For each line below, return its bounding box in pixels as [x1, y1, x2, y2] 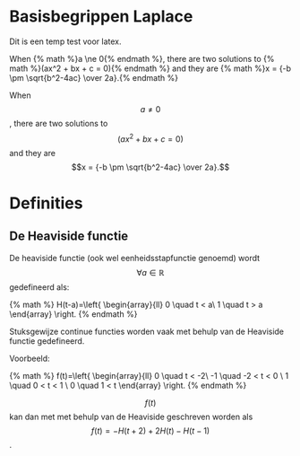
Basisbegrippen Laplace [9, 6, 193, 27]
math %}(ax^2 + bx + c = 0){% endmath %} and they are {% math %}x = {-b [9, 63, 292, 74]
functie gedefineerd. [9, 335, 85, 346]
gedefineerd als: [9, 281, 70, 293]
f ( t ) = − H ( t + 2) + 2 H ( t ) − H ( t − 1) [90, 425, 210, 436]
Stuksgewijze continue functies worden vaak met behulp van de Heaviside [9, 326, 285, 337]
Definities [9, 193, 83, 213]
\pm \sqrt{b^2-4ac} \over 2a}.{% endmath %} [9, 72, 179, 83]
